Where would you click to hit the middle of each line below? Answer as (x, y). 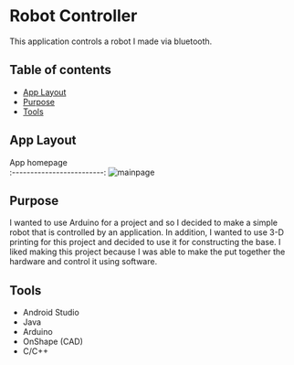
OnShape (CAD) (53, 342)
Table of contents (60, 70)
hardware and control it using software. (84, 262)
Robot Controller (73, 16)
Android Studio (51, 313)
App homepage (39, 162)
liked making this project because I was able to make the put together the (147, 252)
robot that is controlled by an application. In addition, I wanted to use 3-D (147, 232)
